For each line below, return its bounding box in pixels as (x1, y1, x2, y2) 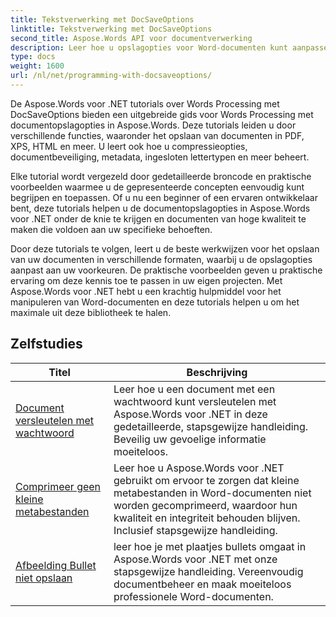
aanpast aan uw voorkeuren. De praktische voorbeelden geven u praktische (10, 264, 323, 276)
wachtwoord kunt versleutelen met (113, 394, 277, 408)
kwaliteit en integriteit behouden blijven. (113, 511, 301, 525)
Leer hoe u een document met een (113, 382, 276, 396)
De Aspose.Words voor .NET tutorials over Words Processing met (10, 97, 280, 110)
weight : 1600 (10, 61, 65, 71)
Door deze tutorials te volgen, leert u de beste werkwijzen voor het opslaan (10, 242, 320, 255)
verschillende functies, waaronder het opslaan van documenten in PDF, (10, 129, 305, 141)
